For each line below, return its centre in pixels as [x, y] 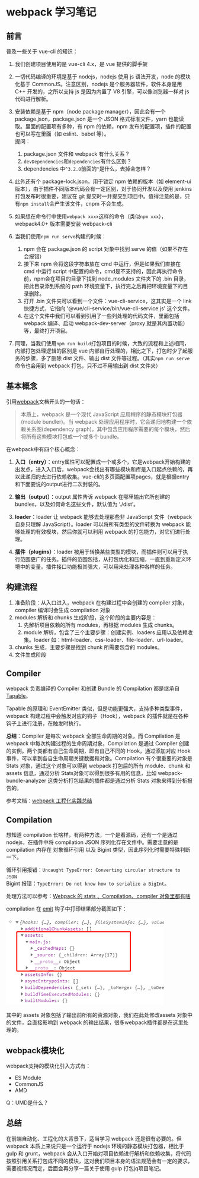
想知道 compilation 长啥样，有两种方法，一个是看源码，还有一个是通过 [92, 835]
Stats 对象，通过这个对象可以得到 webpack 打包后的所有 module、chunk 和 [98, 766]
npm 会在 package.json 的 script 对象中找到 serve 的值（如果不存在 [106, 249]
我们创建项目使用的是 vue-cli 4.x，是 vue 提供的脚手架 [81, 64]
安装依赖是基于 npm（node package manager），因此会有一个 [90, 111]
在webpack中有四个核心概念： [44, 449]
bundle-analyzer [26, 781]
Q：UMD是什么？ [27, 1103]
